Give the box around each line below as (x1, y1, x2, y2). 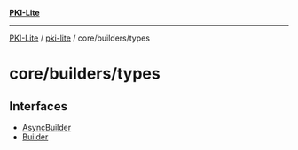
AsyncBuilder (21, 123, 72, 132)
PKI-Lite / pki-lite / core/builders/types (9, 33, 151, 43)
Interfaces (9, 99, 68, 114)
